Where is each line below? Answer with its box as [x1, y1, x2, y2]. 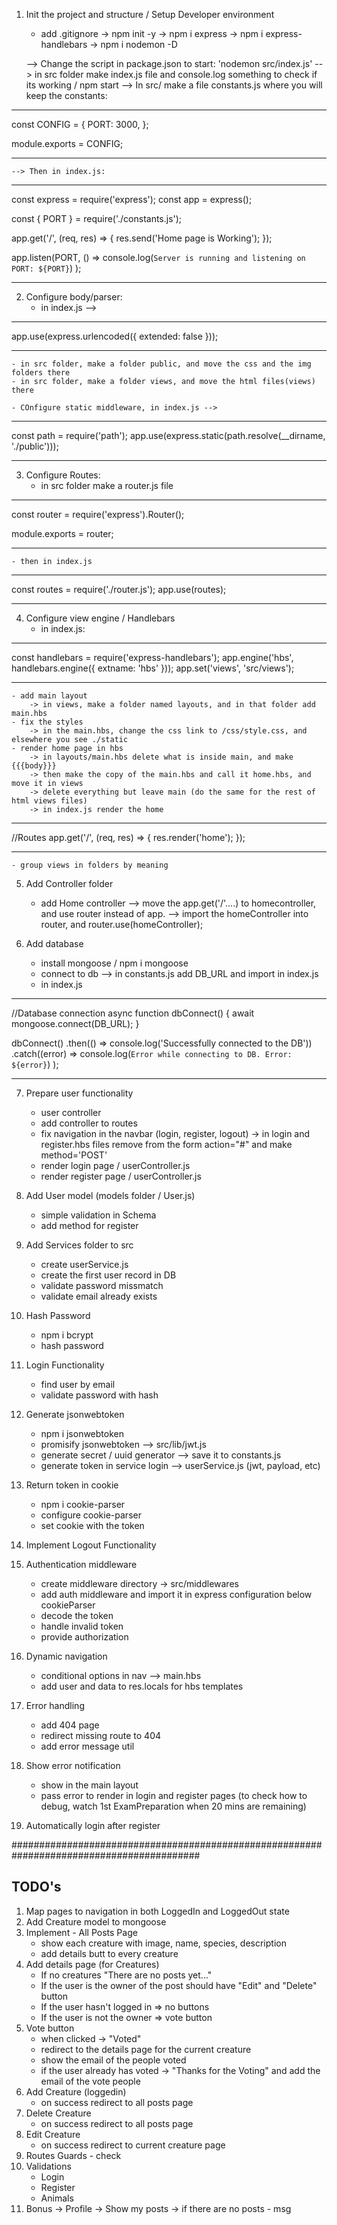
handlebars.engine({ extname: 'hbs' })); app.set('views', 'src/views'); [11, 662, 295, 674]
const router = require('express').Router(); [11, 509, 185, 520]
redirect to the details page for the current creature [40, 2043, 252, 2055]
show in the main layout [40, 1779, 139, 1791]
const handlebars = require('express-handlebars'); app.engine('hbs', [11, 652, 294, 663]
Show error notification [25, 1760, 121, 1771]
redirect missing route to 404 [40, 1730, 162, 1741]
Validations [25, 2160, 72, 2172]
